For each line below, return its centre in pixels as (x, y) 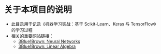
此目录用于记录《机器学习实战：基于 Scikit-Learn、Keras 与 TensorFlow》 (83, 24)
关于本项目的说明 (38, 10)
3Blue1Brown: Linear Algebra (47, 46)
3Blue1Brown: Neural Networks (49, 41)
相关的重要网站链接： (32, 36)
